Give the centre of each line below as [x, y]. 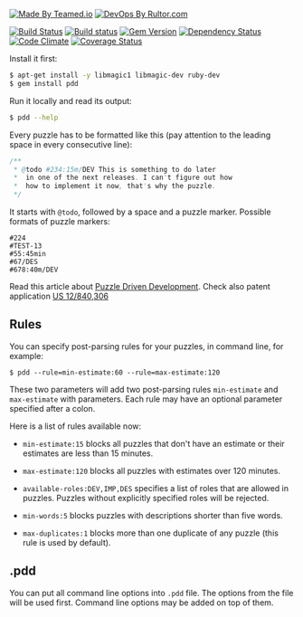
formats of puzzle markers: [60, 221]
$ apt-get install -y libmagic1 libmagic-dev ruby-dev [115, 75]
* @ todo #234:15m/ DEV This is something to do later [115, 169]
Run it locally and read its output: [71, 100]
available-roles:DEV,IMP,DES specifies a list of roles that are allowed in [156, 488]
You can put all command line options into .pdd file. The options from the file [151, 593]
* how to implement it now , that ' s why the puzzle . [115, 186]
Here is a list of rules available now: [76, 426]
